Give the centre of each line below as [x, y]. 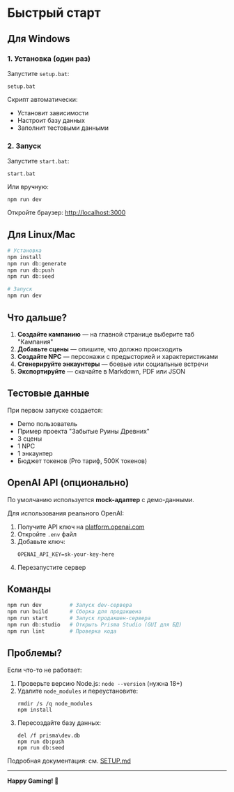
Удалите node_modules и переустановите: [77, 691]
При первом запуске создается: [55, 410]
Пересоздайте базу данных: [59, 723]
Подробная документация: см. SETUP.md [69, 761]
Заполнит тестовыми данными [63, 128]
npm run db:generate [37, 263]
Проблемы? [35, 653]
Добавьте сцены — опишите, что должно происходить [100, 349]
